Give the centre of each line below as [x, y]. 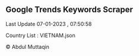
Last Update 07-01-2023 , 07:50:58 [49, 24]
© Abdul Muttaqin [28, 47]
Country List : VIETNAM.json [40, 35]
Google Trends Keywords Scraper [69, 10]
